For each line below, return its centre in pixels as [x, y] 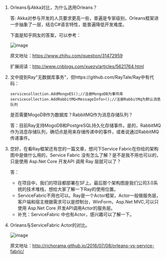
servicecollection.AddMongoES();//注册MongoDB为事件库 [67, 94]
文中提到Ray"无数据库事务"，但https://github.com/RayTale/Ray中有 [80, 77]
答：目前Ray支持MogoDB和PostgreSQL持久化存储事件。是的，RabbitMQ [86, 125]
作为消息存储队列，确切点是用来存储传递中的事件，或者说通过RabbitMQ [85, 132]
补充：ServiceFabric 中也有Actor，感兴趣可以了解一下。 [76, 214]
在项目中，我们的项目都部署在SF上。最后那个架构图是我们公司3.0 [86, 183]
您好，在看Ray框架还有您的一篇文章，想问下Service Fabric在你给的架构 [84, 149]
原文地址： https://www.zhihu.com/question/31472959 [66, 56]
